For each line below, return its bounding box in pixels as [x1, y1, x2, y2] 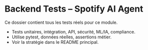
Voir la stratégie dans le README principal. [11, 39, 99, 45]
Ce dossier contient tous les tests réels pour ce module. [4, 19, 118, 25]
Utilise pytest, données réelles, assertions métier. [11, 34, 112, 40]
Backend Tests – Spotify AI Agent [4, 3, 144, 15]
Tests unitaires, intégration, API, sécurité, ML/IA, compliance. [11, 29, 136, 34]
